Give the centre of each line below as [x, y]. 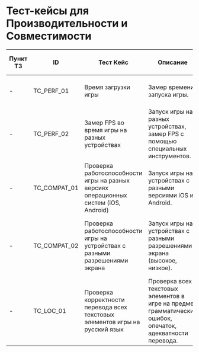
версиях [96, 188]
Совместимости [49, 36]
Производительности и [67, 23]
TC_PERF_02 [51, 133]
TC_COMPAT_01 [56, 188]
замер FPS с [166, 133]
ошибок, [160, 318]
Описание [173, 62]
